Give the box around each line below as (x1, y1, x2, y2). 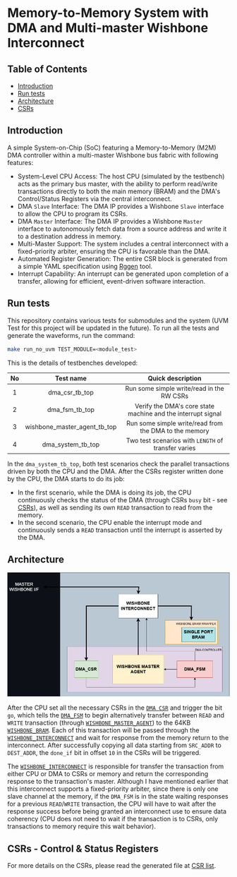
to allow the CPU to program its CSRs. (17, 210, 128, 218)
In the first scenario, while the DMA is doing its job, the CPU (17, 488, 192, 497)
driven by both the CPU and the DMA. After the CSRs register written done (7, 467, 224, 476)
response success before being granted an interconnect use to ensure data (7, 807, 227, 816)
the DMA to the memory (140, 426, 209, 435)
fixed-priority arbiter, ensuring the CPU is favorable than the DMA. (17, 247, 210, 255)
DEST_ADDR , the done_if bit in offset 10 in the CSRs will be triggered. (7, 749, 201, 757)
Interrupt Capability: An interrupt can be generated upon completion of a (17, 270, 229, 278)
